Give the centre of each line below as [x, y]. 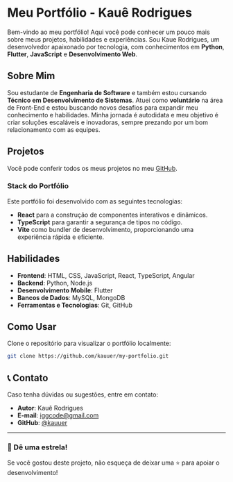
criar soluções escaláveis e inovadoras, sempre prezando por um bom [108, 122]
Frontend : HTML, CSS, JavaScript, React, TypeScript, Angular [106, 275]
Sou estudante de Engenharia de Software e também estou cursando [107, 92]
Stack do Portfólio [38, 186]
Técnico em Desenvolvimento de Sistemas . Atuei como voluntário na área [115, 100]
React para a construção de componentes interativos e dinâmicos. [112, 215]
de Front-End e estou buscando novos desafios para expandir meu [103, 107]
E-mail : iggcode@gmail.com [58, 415]
